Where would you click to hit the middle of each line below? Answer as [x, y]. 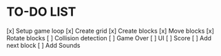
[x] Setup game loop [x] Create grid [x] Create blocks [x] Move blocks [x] [110, 31]
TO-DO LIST [41, 12]
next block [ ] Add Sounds [43, 45]
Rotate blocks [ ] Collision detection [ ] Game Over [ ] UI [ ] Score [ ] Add [109, 38]
